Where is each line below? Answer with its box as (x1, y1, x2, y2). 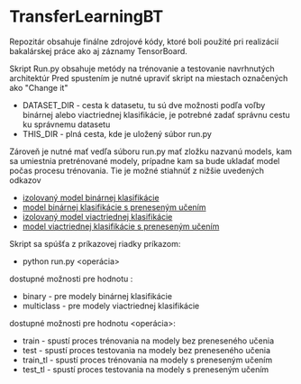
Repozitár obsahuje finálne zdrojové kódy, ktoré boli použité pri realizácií (9, 36, 279, 47)
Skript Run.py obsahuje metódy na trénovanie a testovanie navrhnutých (9, 63, 275, 74)
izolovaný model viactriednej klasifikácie (22, 211, 173, 222)
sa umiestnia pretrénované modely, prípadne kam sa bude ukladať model (9, 155, 280, 166)
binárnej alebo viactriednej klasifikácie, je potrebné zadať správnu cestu (22, 109, 290, 120)
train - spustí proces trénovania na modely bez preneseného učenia (22, 335, 275, 346)
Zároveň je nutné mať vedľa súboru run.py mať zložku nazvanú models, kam (9, 146, 293, 157)
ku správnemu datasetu (22, 119, 111, 130)
